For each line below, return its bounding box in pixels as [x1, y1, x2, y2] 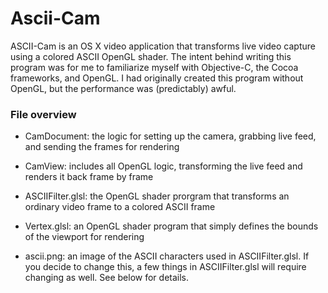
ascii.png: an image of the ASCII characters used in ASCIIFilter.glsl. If [24, 250, 310, 262]
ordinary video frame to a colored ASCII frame [24, 201, 216, 213]
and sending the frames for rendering [24, 141, 180, 153]
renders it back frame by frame [24, 171, 154, 183]
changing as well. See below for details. [24, 272, 190, 284]
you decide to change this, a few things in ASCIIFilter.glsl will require [24, 261, 307, 273]
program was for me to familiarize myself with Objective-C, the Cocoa [10, 61, 299, 73]
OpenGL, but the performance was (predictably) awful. [10, 82, 237, 94]
